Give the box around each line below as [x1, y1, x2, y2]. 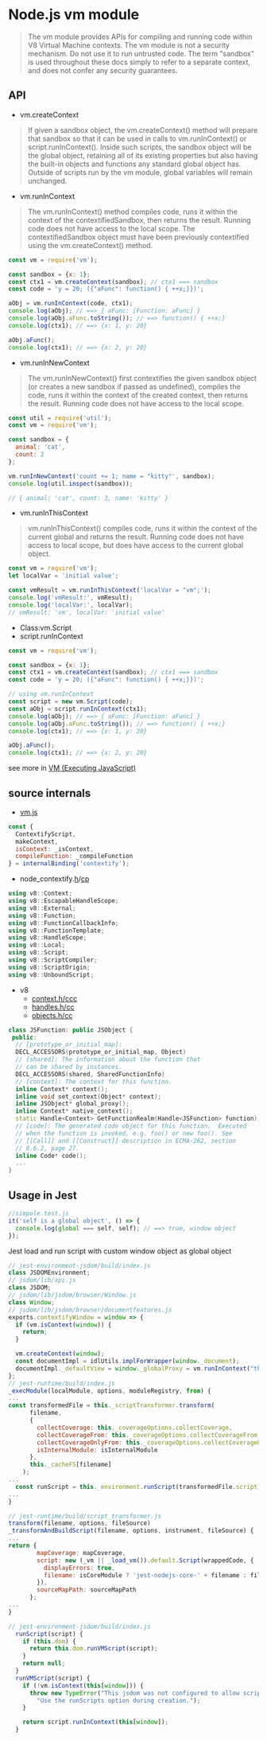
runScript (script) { [15, 1630, 83, 1638]
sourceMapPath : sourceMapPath [37, 1586, 137, 1594]
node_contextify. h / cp [19, 874, 90, 884]
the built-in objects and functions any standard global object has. [27, 159, 242, 169]
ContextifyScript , [15, 830, 77, 838]
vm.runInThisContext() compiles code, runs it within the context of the [27, 523, 257, 534]
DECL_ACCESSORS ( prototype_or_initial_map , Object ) [15, 1048, 187, 1056]
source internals [8, 786, 91, 800]
